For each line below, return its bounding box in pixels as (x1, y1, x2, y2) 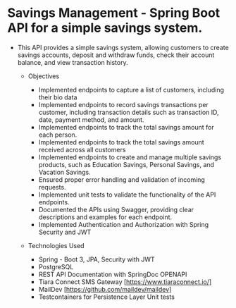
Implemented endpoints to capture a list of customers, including (38, 85, 224, 94)
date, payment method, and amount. (38, 115, 144, 124)
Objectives (27, 72, 60, 80)
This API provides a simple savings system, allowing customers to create (17, 43, 229, 51)
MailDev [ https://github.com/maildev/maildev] (38, 285, 172, 293)
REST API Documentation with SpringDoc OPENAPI (38, 270, 187, 278)
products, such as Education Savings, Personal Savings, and (38, 160, 215, 168)
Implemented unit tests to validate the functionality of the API (38, 190, 216, 199)
